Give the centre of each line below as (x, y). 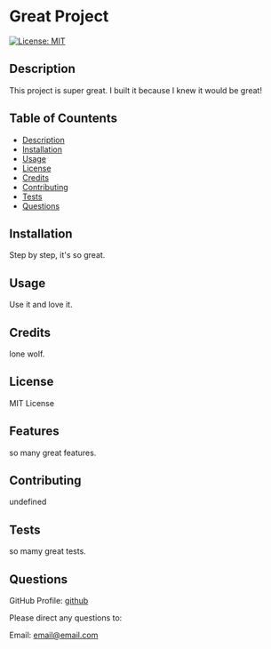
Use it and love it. (41, 305)
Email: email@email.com (54, 635)
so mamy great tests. (48, 551)
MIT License (32, 403)
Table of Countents (64, 119)
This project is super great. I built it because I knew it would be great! (135, 90)
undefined (28, 502)
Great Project (59, 16)
